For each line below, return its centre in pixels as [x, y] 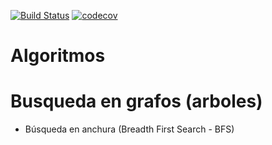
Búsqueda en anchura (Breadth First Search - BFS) [129, 129]
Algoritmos [58, 56]
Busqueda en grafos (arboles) [136, 101]
